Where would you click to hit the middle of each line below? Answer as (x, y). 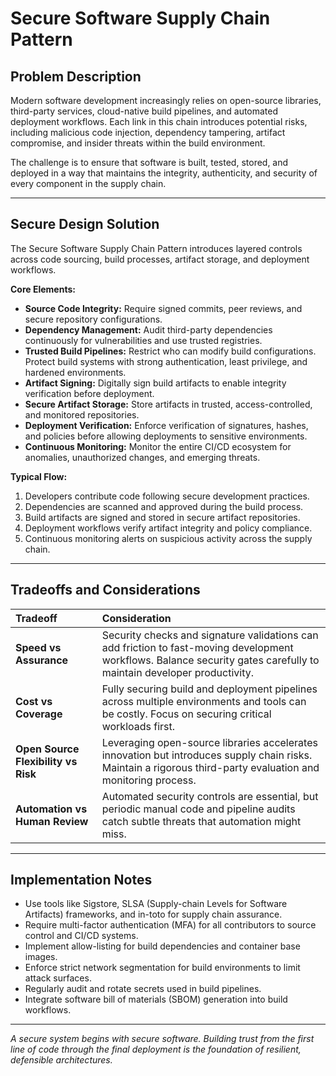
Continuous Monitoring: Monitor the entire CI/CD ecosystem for (158, 446)
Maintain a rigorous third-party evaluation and (210, 767)
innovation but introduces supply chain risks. (207, 755)
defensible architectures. (61, 1060)
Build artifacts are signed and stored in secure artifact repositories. (162, 517)
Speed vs (38, 647)
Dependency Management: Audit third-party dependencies (148, 329)
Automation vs (51, 809)
